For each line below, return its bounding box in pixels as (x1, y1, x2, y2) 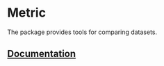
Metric (7, 5, 47, 21)
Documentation (7, 48, 76, 60)
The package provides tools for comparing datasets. (7, 28, 158, 36)
